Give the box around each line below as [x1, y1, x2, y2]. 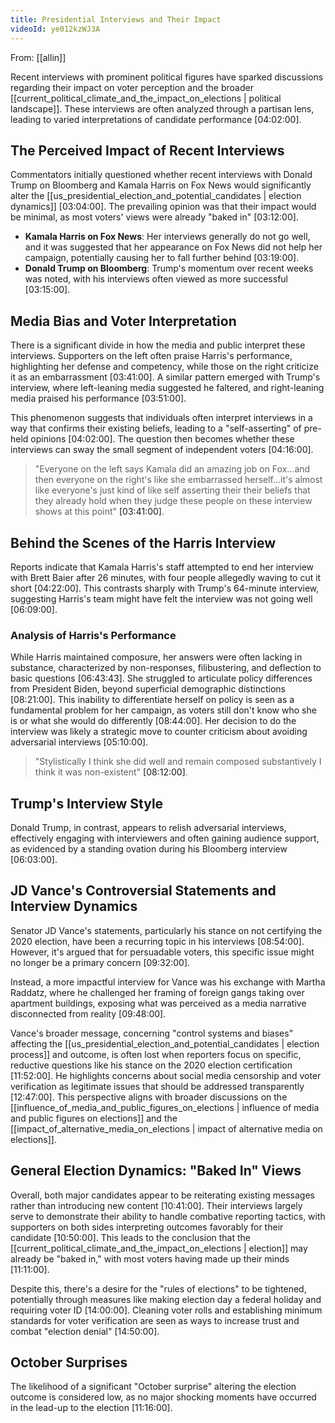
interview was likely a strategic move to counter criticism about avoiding [10, 726, 308, 738]
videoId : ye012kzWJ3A [10, 24, 101, 34]
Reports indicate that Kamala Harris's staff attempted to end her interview [10, 561, 315, 573]
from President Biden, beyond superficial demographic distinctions [10, 683, 286, 695]
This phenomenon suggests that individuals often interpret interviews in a [10, 412, 313, 424]
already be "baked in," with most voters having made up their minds [10, 1252, 290, 1265]
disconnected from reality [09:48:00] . [10, 1007, 167, 1020]
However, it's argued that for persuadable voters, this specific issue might [10, 946, 315, 958]
